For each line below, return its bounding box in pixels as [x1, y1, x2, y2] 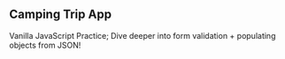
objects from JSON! [9, 40, 81, 50]
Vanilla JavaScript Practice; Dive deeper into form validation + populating [9, 30, 276, 41]
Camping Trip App [9, 7, 112, 22]
